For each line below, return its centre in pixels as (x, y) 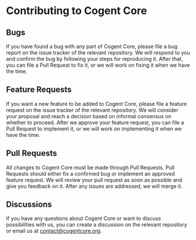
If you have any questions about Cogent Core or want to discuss (84, 218)
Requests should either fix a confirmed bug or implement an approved (91, 173)
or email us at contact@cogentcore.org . (54, 231)
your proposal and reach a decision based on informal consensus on (89, 116)
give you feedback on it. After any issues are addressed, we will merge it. (94, 186)
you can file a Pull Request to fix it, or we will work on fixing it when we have (98, 65)
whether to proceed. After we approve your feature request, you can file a (95, 122)
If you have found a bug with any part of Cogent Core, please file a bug (92, 46)
